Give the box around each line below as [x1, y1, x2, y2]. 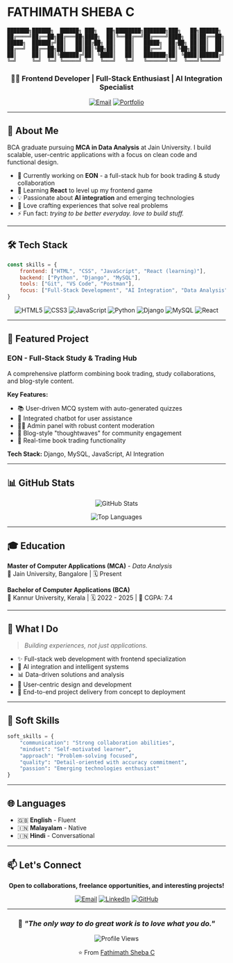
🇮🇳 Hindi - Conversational [17, 831, 95, 839]
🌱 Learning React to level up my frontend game [17, 186, 153, 195]
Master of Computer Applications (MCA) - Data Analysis [7, 562, 173, 570]
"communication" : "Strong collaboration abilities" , [19, 739, 175, 746]
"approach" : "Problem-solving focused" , [19, 752, 138, 759]
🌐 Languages [7, 797, 66, 809]
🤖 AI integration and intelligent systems [17, 663, 130, 671]
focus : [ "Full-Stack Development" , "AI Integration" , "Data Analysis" [19, 287, 228, 294]
